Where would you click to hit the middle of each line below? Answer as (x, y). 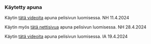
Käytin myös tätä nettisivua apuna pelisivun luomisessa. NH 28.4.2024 (75, 27)
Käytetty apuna (23, 7)
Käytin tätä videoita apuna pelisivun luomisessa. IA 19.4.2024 (66, 37)
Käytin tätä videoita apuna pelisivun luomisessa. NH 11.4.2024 (67, 18)
